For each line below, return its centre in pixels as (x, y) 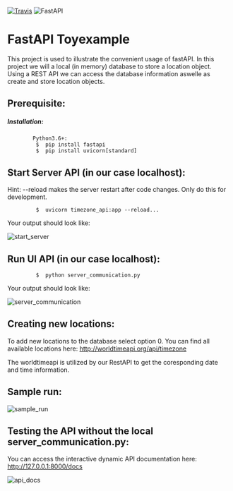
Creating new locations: (61, 324)
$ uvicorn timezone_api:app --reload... (97, 210)
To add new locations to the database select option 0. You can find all (109, 341)
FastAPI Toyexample (69, 40)
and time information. (38, 370)
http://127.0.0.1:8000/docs (45, 466)
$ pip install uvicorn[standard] (86, 151)
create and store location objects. (56, 81)
